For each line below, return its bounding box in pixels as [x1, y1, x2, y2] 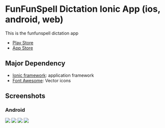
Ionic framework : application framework [12, 72, 94, 78]
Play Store [12, 39, 34, 45]
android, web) [5, 14, 63, 25]
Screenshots [5, 92, 46, 100]
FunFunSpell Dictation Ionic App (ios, [5, 3, 161, 15]
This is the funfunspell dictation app [5, 30, 79, 36]
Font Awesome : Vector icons [12, 77, 71, 83]
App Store [12, 45, 33, 51]
